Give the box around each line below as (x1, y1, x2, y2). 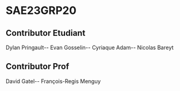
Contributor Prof (5, 61, 69, 72)
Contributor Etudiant (5, 28, 86, 38)
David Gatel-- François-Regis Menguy (5, 77, 101, 85)
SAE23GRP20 (5, 4, 77, 18)
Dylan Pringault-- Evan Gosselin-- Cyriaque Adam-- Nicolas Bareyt (5, 44, 174, 51)
